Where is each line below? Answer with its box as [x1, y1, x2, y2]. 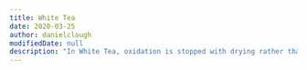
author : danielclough [9, 30, 92, 39]
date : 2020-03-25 [9, 22, 76, 31]
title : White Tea [9, 13, 76, 23]
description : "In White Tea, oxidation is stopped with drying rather [9, 47, 284, 56]
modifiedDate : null [9, 38, 84, 48]
